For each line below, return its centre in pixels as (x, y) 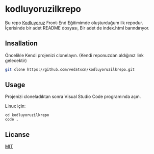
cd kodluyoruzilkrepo (27, 115)
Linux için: (15, 106)
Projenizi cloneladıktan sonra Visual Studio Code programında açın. (73, 96)
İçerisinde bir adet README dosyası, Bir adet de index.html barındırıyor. (77, 28)
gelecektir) (16, 61)
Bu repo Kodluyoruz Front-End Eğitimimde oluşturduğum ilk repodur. (74, 23)
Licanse (17, 135)
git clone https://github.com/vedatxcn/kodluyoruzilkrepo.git (70, 69)
